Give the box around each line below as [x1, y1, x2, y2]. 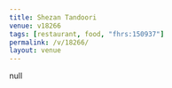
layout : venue [9, 46, 62, 55]
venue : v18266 [9, 21, 62, 30]
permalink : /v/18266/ [9, 37, 90, 47]
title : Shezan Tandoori [9, 12, 98, 22]
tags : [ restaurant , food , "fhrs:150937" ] [9, 29, 165, 38]
